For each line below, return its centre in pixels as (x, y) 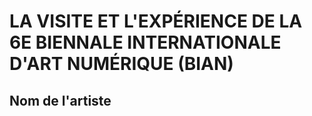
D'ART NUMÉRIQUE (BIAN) (121, 64)
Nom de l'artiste (60, 100)
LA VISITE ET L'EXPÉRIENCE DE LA (156, 21)
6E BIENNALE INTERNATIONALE (145, 42)
